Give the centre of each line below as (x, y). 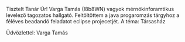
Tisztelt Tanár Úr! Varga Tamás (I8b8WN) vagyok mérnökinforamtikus (90, 9)
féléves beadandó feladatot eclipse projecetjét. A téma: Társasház (86, 21)
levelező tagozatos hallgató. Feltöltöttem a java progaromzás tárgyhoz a (93, 15)
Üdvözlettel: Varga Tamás (37, 33)
